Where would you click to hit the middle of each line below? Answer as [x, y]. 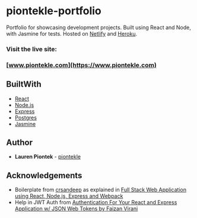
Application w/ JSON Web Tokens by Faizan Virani [76, 208]
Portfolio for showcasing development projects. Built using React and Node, [99, 27]
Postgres [26, 118]
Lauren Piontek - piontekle [48, 157]
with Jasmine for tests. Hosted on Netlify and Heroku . [72, 33]
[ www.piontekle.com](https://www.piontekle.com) [82, 65]
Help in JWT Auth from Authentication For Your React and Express [96, 203]
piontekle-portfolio [54, 11]
